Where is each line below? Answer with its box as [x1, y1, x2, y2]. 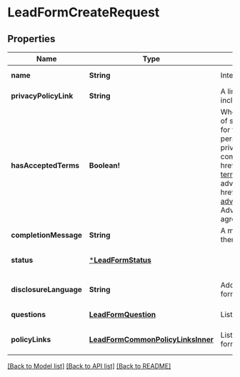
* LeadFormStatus [89, 255, 151, 265]
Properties [7, 33, 56, 45]
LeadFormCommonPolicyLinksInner [89, 335, 214, 344]
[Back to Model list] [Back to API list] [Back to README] [7, 362, 171, 370]
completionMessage [11, 230, 83, 240]
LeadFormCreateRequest [7, 4, 160, 21]
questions [11, 310, 46, 319]
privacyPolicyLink [11, 91, 74, 101]
